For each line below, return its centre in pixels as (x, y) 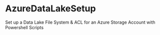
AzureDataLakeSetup (50, 9)
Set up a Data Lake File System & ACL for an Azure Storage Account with (80, 22)
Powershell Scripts (24, 27)
